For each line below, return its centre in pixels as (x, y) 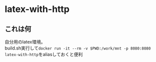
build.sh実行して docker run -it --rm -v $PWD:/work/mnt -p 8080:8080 (78, 48)
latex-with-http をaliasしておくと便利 (44, 54)
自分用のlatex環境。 (25, 42)
